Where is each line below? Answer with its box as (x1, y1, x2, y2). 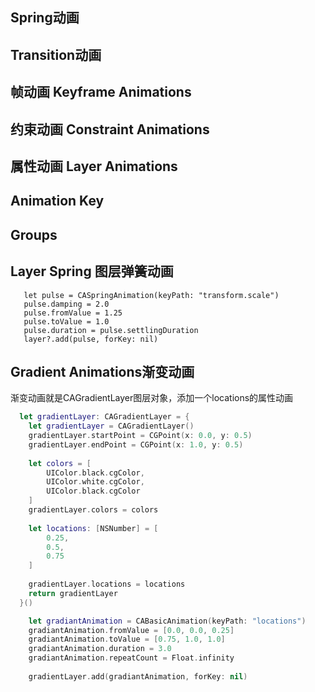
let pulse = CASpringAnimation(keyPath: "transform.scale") (23, 290, 280, 300)
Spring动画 (10, 9, 80, 27)
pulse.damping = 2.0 (23, 299, 110, 309)
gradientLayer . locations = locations (28, 579, 186, 590)
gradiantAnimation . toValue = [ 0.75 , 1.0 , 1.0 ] (28, 634, 226, 645)
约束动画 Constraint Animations (10, 121, 210, 138)
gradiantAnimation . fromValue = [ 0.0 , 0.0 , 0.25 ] (28, 625, 235, 635)
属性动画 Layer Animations (10, 158, 178, 175)
